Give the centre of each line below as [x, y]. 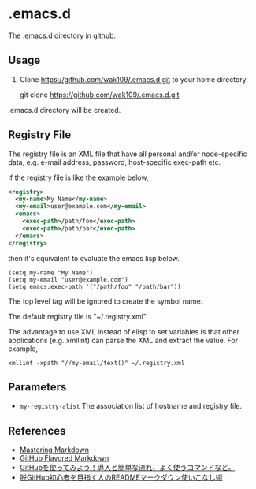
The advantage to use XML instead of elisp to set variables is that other [124, 331]
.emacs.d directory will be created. [65, 110]
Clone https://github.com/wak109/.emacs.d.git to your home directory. [134, 79]
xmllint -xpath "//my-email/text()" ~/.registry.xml [96, 363]
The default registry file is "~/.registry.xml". [78, 316]
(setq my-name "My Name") [50, 273]
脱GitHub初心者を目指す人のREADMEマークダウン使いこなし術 [121, 477]
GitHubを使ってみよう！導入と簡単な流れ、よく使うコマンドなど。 [127, 468]
